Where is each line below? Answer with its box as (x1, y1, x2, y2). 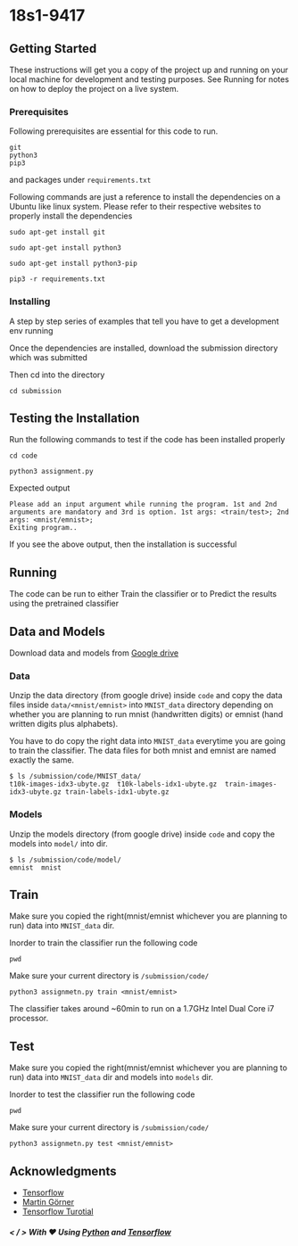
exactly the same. (9, 755, 74, 765)
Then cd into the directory (9, 369, 105, 380)
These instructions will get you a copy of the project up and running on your (9, 64, 288, 75)
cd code (9, 451, 38, 460)
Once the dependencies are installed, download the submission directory (9, 342, 278, 353)
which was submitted (9, 351, 87, 362)
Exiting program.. (9, 524, 78, 532)
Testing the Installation (9, 410, 140, 425)
